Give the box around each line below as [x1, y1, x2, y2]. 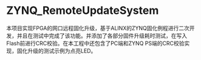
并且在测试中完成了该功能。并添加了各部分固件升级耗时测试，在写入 [16, 32, 187, 39]
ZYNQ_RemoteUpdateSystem [6, 4, 159, 18]
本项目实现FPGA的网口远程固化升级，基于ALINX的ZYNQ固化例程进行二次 [6, 24, 189, 32]
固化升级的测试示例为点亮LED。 [16, 47, 97, 55]
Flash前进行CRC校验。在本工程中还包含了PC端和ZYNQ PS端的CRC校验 [6, 39, 185, 47]
